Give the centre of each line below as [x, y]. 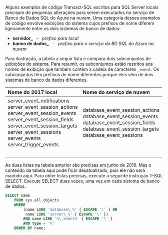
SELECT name [17, 195]
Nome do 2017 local [32, 92]
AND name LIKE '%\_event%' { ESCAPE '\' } [68, 219]
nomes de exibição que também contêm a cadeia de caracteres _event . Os [82, 69]
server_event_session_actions [43, 107]
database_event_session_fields [119, 123]
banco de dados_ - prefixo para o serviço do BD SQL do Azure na [83, 44]
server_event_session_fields [41, 120]
